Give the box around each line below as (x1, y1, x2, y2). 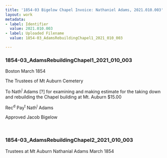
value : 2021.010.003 (10, 26, 53, 31)
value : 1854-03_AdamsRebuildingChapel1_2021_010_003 (10, 36, 123, 41)
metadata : (5, 17, 26, 22)
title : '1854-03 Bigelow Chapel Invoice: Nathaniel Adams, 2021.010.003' (5, 7, 164, 13)
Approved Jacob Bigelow (5, 114, 58, 120)
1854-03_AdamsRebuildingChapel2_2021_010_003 (5, 137, 134, 144)
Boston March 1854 (5, 68, 46, 74)
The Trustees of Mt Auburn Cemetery (5, 78, 83, 84)
